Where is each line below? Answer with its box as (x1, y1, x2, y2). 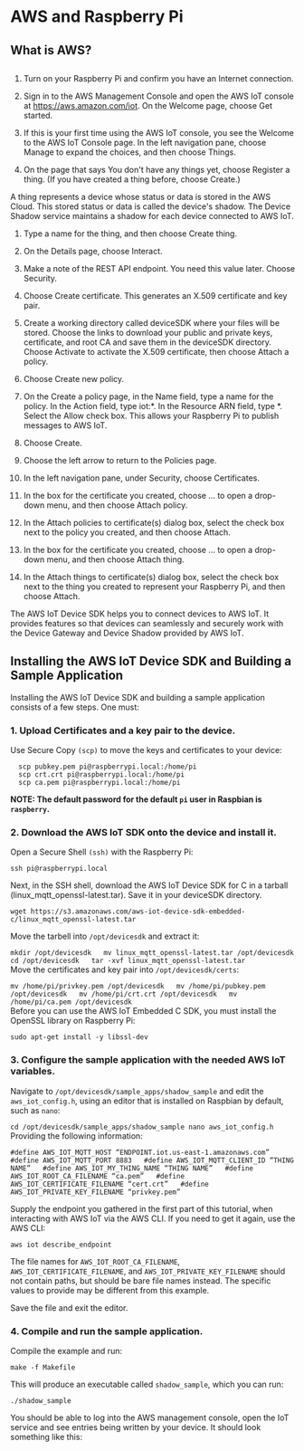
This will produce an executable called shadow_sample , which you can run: (10, 1379, 284, 1389)
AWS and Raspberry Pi (10, 6, 184, 27)
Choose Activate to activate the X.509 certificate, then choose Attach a (23, 346, 290, 357)
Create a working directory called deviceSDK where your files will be (23, 317, 280, 328)
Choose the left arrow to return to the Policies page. (23, 454, 217, 465)
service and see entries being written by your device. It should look (10, 1421, 261, 1432)
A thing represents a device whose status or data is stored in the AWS (10, 191, 271, 202)
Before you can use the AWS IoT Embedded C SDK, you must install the (10, 1006, 277, 1017)
